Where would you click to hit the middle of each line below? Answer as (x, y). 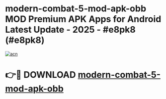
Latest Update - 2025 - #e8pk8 (70, 30)
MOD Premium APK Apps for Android (83, 19)
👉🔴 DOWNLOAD (41, 75)
